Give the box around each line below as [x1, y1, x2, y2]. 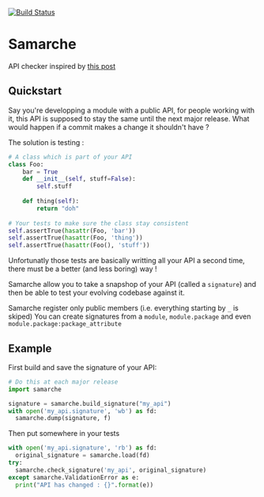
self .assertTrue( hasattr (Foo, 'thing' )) [8, 234, 144, 242]
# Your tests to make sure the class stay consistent [8, 219, 190, 227]
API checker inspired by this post [8, 61, 116, 71]
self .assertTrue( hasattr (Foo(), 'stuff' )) [8, 242, 150, 250]
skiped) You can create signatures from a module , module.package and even [8, 312, 251, 321]
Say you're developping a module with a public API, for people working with [8, 105, 255, 115]
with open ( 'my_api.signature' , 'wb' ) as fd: [8, 407, 157, 415]
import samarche [8, 385, 62, 393]
